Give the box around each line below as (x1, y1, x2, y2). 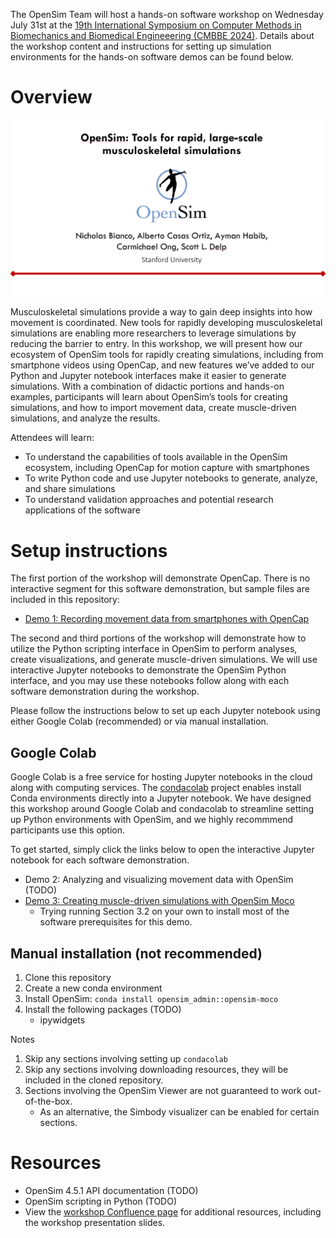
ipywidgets (39, 1014, 86, 1026)
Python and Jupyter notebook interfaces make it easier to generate (10, 370, 287, 382)
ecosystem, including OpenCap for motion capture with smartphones (24, 462, 310, 474)
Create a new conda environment (24, 982, 163, 994)
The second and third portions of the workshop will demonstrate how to (10, 632, 307, 644)
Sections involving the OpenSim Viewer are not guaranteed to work (24, 1085, 302, 1097)
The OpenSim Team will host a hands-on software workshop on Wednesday (10, 9, 324, 20)
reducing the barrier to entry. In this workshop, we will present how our (10, 338, 303, 350)
